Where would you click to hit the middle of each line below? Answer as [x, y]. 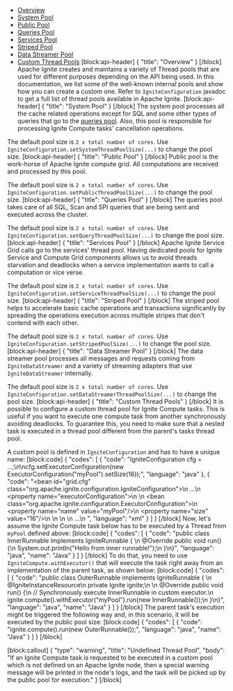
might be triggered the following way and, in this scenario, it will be [103, 614]
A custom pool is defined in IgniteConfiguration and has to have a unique [114, 452]
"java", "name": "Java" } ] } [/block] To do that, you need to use [97, 555]
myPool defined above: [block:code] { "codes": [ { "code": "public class [109, 533]
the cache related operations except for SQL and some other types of [117, 113]
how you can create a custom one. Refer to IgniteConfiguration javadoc [121, 91]
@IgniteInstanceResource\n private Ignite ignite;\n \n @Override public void [115, 585]
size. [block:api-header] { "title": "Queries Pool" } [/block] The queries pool [115, 200]
